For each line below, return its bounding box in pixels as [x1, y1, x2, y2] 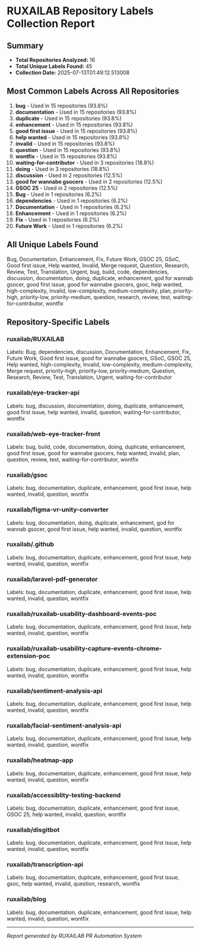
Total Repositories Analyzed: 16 [15, 57, 96, 63]
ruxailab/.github [7, 540, 55, 549]
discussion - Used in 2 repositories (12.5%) [15, 172, 123, 179]
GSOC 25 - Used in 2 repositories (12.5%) [15, 184, 118, 191]
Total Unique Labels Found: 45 [15, 63, 93, 70]
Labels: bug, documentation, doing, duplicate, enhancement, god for [7, 519, 174, 526]
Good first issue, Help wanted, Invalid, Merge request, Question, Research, [7, 262, 189, 269]
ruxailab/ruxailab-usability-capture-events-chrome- [7, 645, 163, 653]
